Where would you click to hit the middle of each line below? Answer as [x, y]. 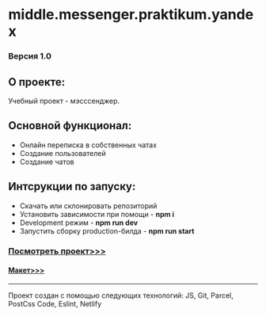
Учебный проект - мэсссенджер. [64, 101]
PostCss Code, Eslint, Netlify [55, 303]
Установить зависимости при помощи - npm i [97, 214]
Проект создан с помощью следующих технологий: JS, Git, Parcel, [121, 295]
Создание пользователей [63, 153]
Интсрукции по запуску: [72, 187]
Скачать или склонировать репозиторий [88, 206]
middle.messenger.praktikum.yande [131, 15]
